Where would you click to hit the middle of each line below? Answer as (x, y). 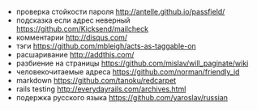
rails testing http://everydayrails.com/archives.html (101, 89)
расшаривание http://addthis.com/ (75, 55)
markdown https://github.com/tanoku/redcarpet (96, 80)
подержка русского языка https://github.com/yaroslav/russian (122, 97)
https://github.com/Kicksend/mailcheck (82, 29)
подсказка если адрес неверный (73, 20)
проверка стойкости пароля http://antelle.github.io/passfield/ (120, 12)
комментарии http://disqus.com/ (72, 37)
